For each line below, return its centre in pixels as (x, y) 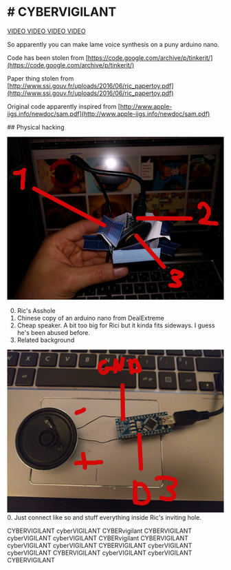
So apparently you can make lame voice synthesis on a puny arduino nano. (113, 44)
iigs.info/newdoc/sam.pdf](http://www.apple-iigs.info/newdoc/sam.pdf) (109, 114)
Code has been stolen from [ (47, 58)
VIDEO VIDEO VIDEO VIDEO (46, 31)
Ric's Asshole (36, 310)
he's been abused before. (54, 332)
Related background (46, 340)
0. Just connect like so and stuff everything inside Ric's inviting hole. (104, 517)
